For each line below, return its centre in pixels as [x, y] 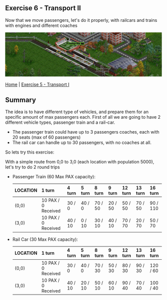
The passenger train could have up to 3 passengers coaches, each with [86, 132]
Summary [21, 100]
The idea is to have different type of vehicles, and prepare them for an [77, 112]
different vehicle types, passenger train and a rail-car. [60, 122]
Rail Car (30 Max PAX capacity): [45, 239]
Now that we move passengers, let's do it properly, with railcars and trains [81, 20]
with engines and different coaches [42, 25]
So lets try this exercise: [30, 152]
